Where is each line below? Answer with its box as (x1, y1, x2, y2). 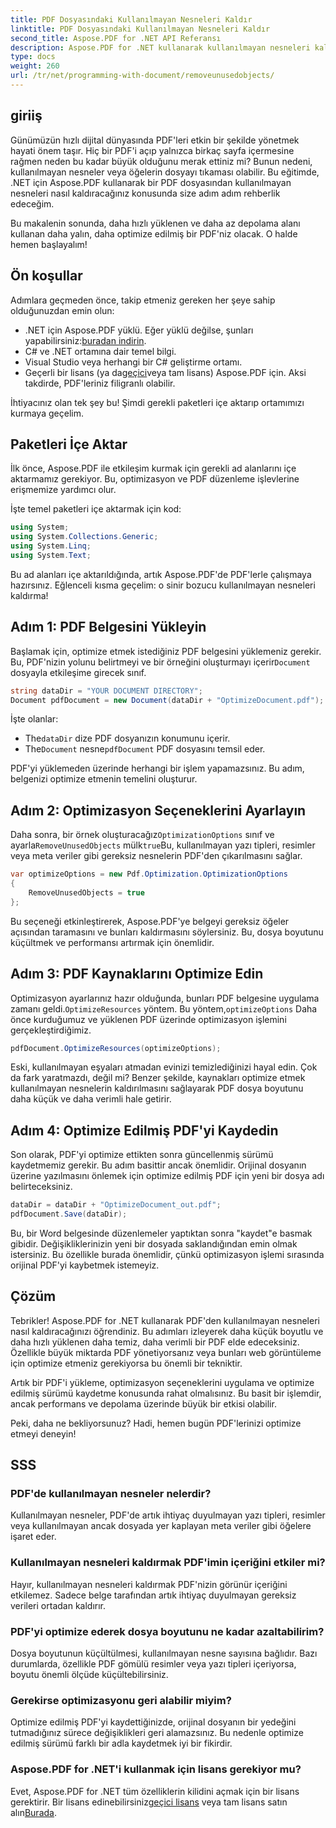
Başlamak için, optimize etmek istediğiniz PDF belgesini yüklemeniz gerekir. (10, 645, 322, 657)
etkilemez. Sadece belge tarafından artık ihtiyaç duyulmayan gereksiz (10, 1589, 297, 1601)
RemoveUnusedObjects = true (28, 887, 145, 898)
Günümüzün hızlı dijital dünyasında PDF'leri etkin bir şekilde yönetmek (10, 134, 300, 146)
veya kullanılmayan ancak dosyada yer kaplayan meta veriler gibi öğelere (10, 1520, 312, 1532)
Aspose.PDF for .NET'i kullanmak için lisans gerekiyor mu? (10, 1762, 302, 1776)
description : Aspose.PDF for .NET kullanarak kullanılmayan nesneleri (10, 42, 311, 53)
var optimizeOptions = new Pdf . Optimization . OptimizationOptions (10, 869, 288, 880)
